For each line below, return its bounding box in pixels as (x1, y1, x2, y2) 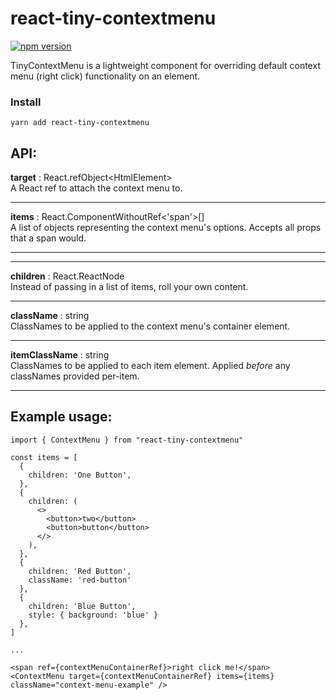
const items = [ (10, 452, 78, 462)
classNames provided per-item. (10, 370, 140, 382)
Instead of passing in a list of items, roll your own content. (10, 281, 249, 293)
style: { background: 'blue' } (28, 610, 159, 620)
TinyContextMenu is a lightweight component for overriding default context (10, 59, 321, 71)
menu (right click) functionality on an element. (10, 70, 201, 82)
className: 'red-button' (28, 575, 132, 585)
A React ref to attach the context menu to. (10, 182, 183, 194)
